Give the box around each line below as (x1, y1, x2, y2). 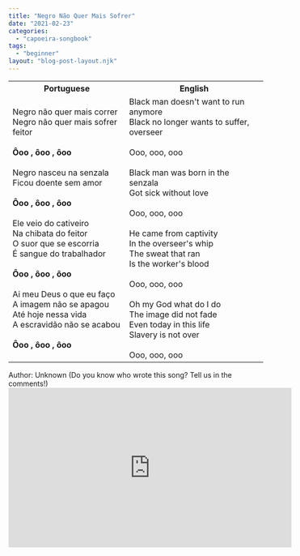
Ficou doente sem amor (12, 177, 103, 188)
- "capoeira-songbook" (15, 34, 92, 43)
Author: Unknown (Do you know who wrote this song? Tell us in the (8, 370, 232, 379)
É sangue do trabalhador (12, 248, 107, 259)
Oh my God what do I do (129, 298, 222, 310)
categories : (8, 27, 49, 35)
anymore (129, 106, 163, 118)
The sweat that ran (129, 248, 201, 259)
